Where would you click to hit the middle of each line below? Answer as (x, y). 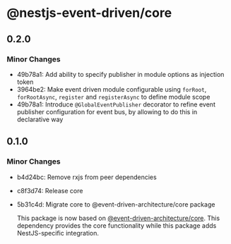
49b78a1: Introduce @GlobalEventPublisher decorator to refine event (116, 104)
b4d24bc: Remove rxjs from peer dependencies (87, 177)
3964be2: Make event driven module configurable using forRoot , (112, 89)
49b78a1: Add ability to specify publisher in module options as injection (120, 74)
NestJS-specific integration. (58, 233)
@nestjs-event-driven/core (89, 13)
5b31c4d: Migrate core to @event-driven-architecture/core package (116, 204)
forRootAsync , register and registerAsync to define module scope (113, 97)
